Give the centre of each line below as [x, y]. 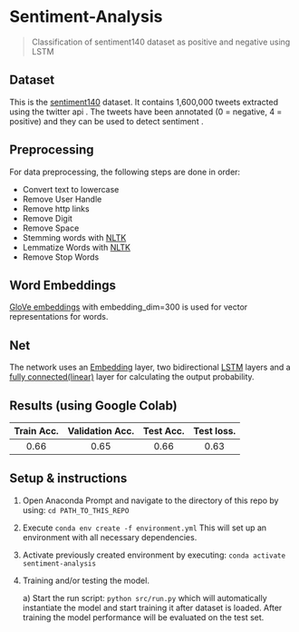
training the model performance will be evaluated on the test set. [143, 617]
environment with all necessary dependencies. [110, 537]
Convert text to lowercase [71, 189]
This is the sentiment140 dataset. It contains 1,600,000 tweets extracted [144, 102]
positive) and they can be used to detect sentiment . [106, 121]
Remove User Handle [62, 199]
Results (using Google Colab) [94, 405]
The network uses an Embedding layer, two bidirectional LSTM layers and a [150, 367]
